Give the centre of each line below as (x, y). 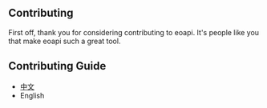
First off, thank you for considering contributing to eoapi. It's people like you (133, 32)
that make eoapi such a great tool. (65, 41)
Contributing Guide (57, 66)
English (32, 95)
